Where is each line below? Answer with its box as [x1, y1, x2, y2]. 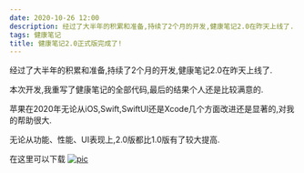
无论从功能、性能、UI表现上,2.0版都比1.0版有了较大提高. [9, 134, 220, 146]
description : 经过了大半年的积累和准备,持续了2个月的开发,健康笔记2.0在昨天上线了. [9, 22, 294, 31]
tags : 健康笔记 [9, 30, 62, 39]
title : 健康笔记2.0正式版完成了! [9, 38, 123, 48]
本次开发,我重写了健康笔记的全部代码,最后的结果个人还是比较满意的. [9, 84, 264, 96]
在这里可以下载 [9, 154, 66, 165]
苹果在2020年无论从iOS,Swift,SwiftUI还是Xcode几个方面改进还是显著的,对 [9, 104, 287, 115]
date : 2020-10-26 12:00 [9, 13, 100, 23]
